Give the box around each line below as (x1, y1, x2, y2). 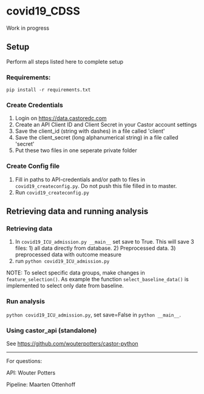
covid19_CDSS (6, 4, 80, 18)
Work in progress (6, 24, 50, 32)
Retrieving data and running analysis (6, 206, 149, 216)
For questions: (6, 357, 42, 364)
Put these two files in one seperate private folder (15, 147, 138, 154)
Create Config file (6, 162, 60, 170)
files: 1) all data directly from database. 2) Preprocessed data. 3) (15, 244, 176, 252)
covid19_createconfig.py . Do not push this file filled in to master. (15, 182, 177, 189)
